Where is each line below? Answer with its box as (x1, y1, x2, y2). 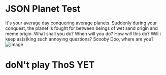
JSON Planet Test (5, 3, 81, 15)
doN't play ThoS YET (5, 59, 95, 71)
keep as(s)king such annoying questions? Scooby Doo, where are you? (5, 36, 154, 42)
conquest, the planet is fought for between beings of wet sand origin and (5, 25, 158, 31)
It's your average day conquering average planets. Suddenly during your (5, 20, 157, 26)
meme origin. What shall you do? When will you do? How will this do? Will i (5, 30, 161, 36)
